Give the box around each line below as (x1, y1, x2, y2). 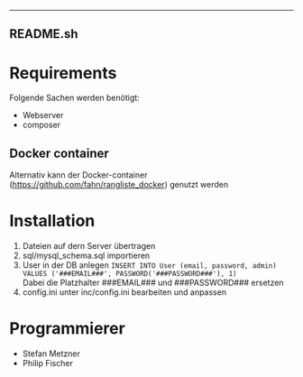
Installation (9, 211, 96, 231)
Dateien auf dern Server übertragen (22, 241, 156, 252)
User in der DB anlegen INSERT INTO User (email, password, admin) (22, 260, 277, 271)
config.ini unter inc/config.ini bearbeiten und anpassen (22, 287, 227, 298)
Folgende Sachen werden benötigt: (9, 92, 140, 104)
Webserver (22, 110, 64, 121)
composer (22, 119, 61, 131)
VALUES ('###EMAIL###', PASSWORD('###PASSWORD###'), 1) (22, 270, 237, 279)
